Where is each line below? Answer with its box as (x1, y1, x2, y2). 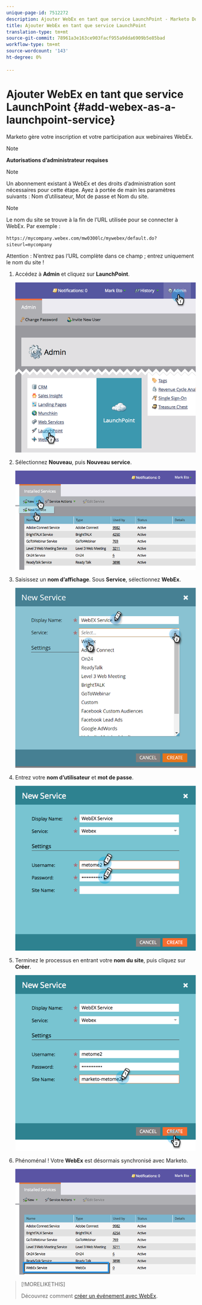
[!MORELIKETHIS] (20, 1280, 66, 1288)
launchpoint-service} (6, 113, 115, 127)
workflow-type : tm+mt (6, 42, 61, 48)
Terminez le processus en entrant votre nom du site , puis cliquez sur (14, 957, 186, 964)
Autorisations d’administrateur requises (6, 156, 108, 164)
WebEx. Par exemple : (6, 222, 61, 229)
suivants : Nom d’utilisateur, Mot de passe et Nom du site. (6, 192, 149, 200)
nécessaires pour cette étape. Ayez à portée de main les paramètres (6, 186, 176, 193)
